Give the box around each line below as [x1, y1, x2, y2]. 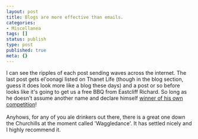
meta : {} [6, 53, 28, 59]
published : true [6, 48, 46, 53]
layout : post [6, 8, 39, 15]
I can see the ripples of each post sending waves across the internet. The [6, 69, 187, 76]
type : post [6, 42, 33, 48]
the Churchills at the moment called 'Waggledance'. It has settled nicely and [6, 119, 192, 127]
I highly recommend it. [6, 126, 61, 133]
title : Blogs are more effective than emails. [6, 14, 124, 20]
